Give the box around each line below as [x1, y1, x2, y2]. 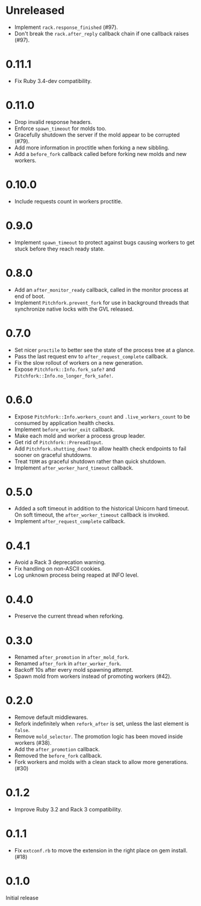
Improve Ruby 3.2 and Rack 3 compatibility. [14, 806, 123, 813]
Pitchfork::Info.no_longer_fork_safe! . [14, 371, 114, 379]
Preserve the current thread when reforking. [14, 612, 124, 620]
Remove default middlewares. [14, 714, 88, 721]
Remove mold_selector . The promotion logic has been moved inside [14, 733, 183, 740]
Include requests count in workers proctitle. [14, 197, 123, 205]
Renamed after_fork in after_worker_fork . [14, 660, 122, 667]
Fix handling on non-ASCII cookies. [14, 565, 102, 572]
